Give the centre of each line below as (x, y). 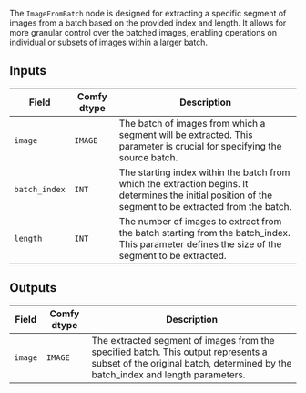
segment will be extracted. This (186, 134)
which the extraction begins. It (184, 183)
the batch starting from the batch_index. (204, 233)
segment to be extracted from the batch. (205, 206)
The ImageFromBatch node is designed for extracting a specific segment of (148, 13)
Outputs (33, 288)
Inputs (28, 71)
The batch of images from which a (192, 123)
